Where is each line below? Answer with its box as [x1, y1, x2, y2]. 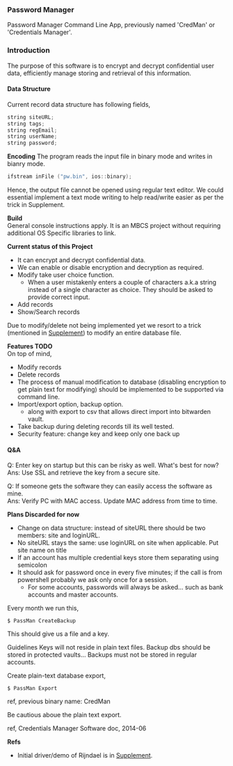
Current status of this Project [7, 243, 93, 251]
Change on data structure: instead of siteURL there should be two [17, 524, 206, 533]
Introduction [7, 45, 50, 55]
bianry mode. [7, 160, 45, 168]
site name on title [17, 546, 67, 555]
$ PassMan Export [7, 685, 58, 692]
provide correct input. [27, 293, 90, 301]
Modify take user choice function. [17, 270, 115, 279]
